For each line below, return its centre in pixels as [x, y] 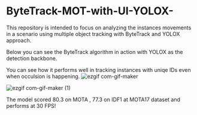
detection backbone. [32, 58]
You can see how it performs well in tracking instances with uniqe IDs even [99, 69]
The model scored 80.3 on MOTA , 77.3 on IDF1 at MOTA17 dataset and [93, 99]
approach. [19, 40]
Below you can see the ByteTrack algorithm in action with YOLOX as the [95, 52]
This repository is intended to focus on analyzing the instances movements [99, 28]
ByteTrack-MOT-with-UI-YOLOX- [90, 11]
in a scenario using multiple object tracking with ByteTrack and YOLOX [93, 34]
